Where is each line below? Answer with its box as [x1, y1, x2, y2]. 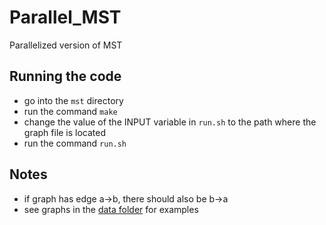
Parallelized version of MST [9, 39, 123, 51]
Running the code [9, 68, 122, 85]
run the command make [23, 105, 118, 117]
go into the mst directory [23, 94, 124, 106]
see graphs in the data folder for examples [23, 203, 199, 215]
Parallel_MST [9, 6, 122, 29]
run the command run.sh [23, 137, 127, 149]
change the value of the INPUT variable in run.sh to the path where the [23, 116, 317, 128]
